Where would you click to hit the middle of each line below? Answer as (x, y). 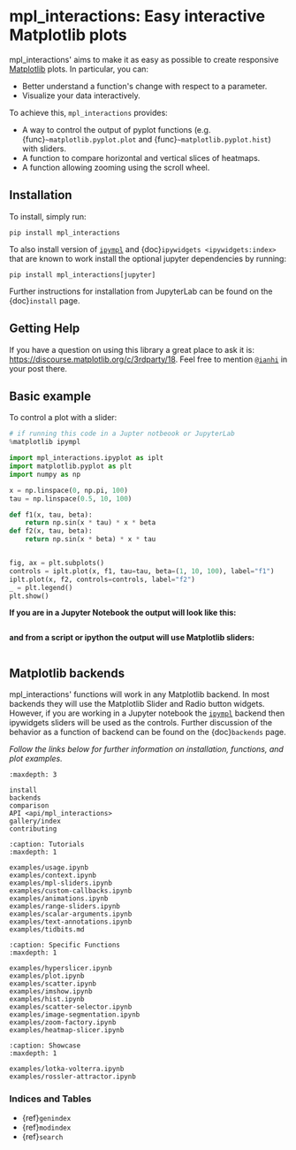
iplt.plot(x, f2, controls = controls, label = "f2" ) (102, 579)
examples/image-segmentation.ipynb (75, 1015)
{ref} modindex (46, 1127)
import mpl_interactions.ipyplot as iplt (87, 458)
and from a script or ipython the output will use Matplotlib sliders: (132, 638)
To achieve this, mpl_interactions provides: (88, 112)
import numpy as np (45, 474)
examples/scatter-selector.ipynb (71, 1007)
